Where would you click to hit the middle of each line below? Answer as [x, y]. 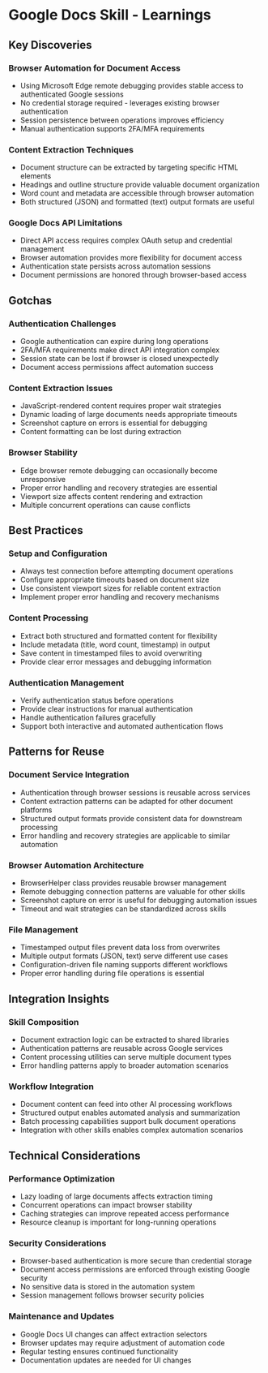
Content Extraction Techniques [71, 149]
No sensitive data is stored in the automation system [108, 1287]
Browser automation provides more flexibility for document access [131, 258]
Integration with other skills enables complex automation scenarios [132, 1130]
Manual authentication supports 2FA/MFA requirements [112, 128]
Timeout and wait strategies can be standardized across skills [123, 909]
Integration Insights [59, 999]
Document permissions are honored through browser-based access [133, 275]
